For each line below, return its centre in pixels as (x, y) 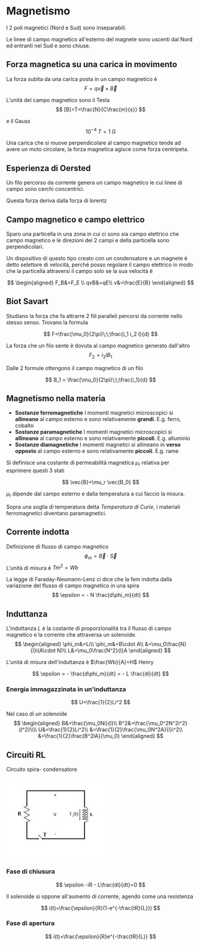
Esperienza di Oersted (49, 168)
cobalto (24, 426)
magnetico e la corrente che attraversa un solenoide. (71, 635)
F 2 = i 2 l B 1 (101, 355)
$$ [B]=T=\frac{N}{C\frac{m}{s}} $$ (101, 109)
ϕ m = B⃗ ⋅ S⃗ (101, 556)
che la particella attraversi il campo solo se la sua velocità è (80, 271)
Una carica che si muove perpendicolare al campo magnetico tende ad (94, 143)
